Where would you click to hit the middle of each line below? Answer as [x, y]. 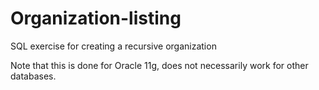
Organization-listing [96, 18]
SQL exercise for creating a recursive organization [113, 46]
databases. [33, 76]
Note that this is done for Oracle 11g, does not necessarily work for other [159, 65]
